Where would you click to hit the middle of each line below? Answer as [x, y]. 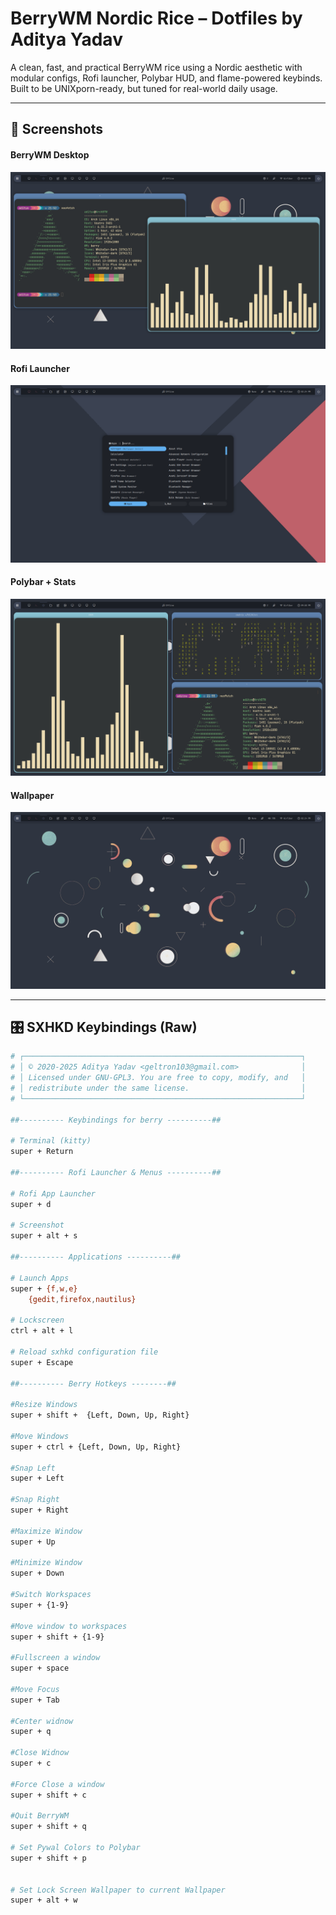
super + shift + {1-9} [57, 1637]
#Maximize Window [46, 1531]
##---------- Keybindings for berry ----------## [116, 1120]
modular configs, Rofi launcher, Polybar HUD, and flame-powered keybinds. [166, 78]
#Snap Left [33, 1468]
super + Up [33, 1542]
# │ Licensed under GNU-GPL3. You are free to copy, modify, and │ [158, 1078]
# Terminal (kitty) [51, 1141]
